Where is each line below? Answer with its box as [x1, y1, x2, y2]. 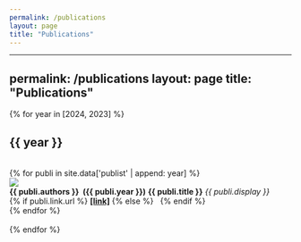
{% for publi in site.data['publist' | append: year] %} [9, 168, 201, 179]
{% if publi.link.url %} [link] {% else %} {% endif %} [9, 196, 206, 206]
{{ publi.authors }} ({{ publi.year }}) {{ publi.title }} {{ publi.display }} [9, 187, 271, 196]
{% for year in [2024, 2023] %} [9, 109, 125, 120]
